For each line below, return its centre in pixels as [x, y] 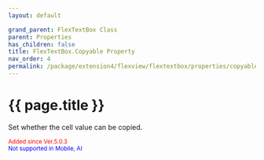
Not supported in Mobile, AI [45, 148]
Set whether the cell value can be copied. [75, 127]
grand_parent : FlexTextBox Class [63, 30]
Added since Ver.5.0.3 [38, 141]
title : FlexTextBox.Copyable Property [71, 52]
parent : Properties [40, 37]
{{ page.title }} [57, 105]
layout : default [35, 15]
